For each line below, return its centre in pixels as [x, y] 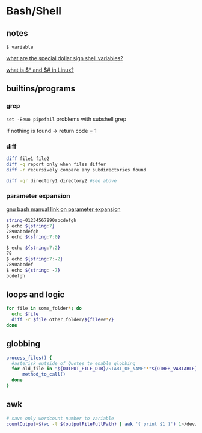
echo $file [25, 314]
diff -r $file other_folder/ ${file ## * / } [63, 320]
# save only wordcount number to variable [60, 418]
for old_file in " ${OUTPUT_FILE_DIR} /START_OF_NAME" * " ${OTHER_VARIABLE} [105, 369]
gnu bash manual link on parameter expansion [64, 209]
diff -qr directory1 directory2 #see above [62, 181]
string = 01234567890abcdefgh [41, 220]
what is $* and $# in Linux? [40, 70]
